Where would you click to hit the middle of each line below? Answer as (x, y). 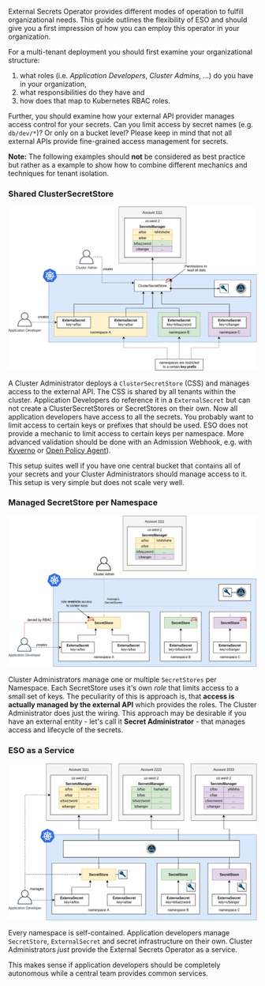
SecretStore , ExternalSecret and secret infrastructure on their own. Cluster (131, 941)
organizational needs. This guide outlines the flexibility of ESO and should (128, 20)
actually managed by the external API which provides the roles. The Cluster (132, 705)
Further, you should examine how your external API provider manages (121, 116)
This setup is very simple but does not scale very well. (96, 482)
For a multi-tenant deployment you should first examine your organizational (131, 52)
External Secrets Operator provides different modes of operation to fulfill (126, 11)
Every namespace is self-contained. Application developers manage (119, 933)
